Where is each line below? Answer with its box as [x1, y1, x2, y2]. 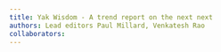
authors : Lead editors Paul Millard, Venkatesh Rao [9, 21, 205, 30]
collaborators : [9, 29, 66, 38]
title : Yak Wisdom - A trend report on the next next [9, 12, 214, 22]
